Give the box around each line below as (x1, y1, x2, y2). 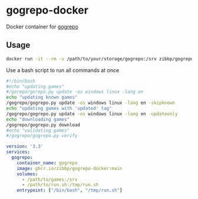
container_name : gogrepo (16, 160, 78, 166)
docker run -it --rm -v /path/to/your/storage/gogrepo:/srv (6, 56, 157, 62)
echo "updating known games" (6, 94, 78, 100)
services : (6, 149, 31, 155)
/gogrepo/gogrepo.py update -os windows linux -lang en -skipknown (6, 100, 176, 106)
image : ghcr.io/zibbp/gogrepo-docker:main (16, 165, 123, 171)
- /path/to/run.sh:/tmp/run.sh (21, 182, 99, 188)
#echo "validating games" (6, 128, 70, 133)
